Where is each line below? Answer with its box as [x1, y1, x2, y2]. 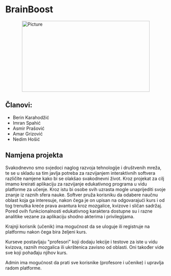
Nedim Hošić [12, 136, 40, 142]
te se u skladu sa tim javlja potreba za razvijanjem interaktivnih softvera [5, 170, 156, 176]
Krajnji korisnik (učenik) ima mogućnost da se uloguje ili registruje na [5, 223, 150, 229]
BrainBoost [5, 4, 54, 15]
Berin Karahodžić [12, 114, 50, 121]
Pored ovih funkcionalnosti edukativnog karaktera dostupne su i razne [5, 208, 153, 214]
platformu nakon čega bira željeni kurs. [5, 228, 87, 235]
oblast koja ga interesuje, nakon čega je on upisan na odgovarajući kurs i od [5, 197, 165, 203]
